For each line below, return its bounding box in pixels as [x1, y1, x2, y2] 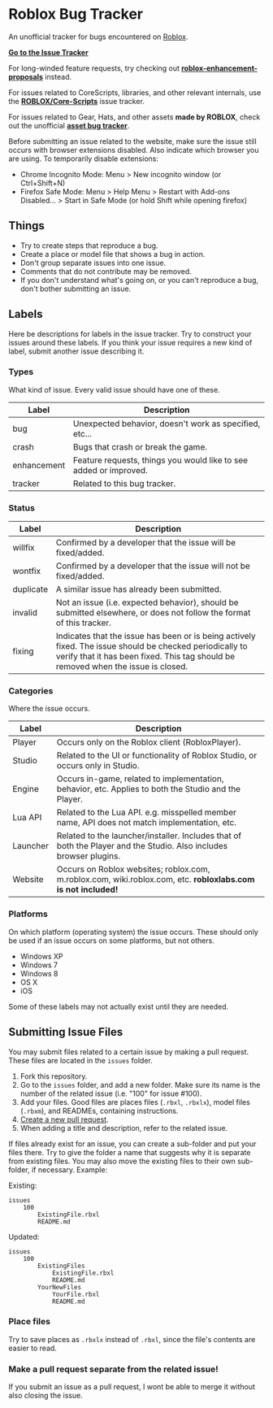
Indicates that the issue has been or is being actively [55, 631, 256, 642]
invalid [12, 607, 38, 619]
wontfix [12, 566, 41, 577]
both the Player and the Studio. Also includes [56, 841, 228, 852]
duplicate [12, 584, 49, 595]
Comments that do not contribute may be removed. [19, 266, 193, 276]
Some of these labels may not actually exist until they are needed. [8, 1002, 229, 1011]
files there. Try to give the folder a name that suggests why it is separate [8, 1147, 251, 1157]
